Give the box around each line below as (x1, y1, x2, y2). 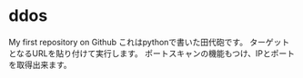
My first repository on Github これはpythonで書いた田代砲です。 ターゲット (8, 36, 290, 47)
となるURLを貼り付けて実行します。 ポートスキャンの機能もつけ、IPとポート (8, 47, 295, 59)
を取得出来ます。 (8, 59, 72, 70)
